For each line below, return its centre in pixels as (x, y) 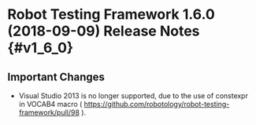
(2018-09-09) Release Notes (104, 31)
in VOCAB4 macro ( (50, 104)
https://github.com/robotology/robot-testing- (157, 104)
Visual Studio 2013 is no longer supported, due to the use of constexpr (134, 96)
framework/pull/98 (49, 112)
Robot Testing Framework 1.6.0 (111, 15)
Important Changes (56, 77)
